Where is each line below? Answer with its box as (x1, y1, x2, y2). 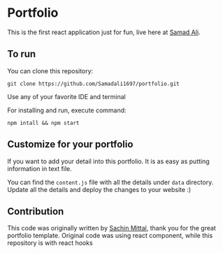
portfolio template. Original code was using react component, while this (7, 232, 213, 240)
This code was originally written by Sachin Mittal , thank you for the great (7, 224, 217, 232)
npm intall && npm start (7, 119, 80, 126)
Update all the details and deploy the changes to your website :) (7, 185, 192, 193)
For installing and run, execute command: (7, 106, 127, 114)
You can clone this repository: (7, 66, 94, 75)
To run (7, 48, 36, 60)
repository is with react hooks (7, 239, 93, 247)
